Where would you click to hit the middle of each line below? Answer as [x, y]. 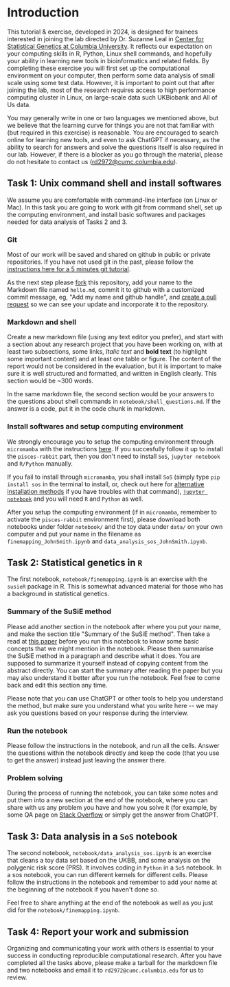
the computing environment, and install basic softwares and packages [106, 214]
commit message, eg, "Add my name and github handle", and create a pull [112, 297]
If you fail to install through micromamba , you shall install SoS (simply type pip [114, 477]
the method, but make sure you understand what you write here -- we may [113, 705]
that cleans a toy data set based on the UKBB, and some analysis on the [109, 861]
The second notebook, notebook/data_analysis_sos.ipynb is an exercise [109, 853]
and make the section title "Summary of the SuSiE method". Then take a [109, 634]
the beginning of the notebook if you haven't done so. [83, 889]
